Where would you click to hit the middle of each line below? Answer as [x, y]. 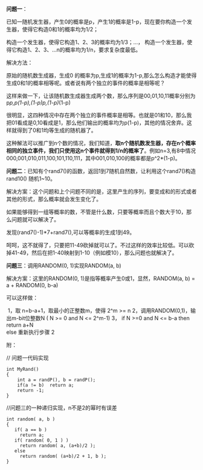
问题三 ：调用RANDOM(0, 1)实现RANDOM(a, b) [64, 266]
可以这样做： [22, 298]
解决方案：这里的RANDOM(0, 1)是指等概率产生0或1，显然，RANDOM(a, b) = [101, 278]
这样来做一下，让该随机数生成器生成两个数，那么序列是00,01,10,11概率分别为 [101, 96]
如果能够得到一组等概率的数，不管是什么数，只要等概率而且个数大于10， [96, 212]
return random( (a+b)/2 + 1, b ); [63, 456]
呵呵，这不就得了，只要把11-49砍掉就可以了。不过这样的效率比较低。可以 [98, 245]
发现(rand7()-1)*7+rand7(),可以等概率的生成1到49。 [71, 232]
